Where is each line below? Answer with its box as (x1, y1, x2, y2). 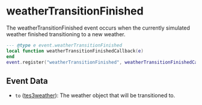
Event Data (6, 75, 48, 86)
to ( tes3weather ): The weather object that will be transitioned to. (14, 92, 176, 99)
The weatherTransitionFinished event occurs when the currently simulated (6, 24, 191, 31)
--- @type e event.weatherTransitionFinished (6, 42, 122, 48)
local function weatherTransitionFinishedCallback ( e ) (6, 48, 144, 54)
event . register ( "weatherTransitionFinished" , (6, 59, 122, 65)
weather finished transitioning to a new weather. (6, 30, 126, 37)
